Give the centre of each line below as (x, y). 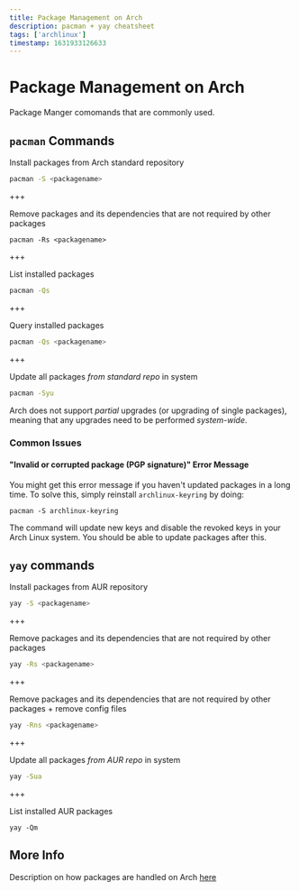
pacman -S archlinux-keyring (64, 510)
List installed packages (52, 274)
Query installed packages (57, 325)
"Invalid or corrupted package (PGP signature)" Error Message (129, 464)
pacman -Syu (32, 393)
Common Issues (46, 443)
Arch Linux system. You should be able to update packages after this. (138, 537)
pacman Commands (62, 141)
